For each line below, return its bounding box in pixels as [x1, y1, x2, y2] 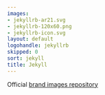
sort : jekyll [7, 55, 45, 62]
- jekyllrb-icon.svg [7, 29, 67, 36]
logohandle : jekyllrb [7, 42, 69, 49]
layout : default [7, 36, 54, 43]
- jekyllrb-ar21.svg [7, 17, 67, 23]
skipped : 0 [7, 49, 38, 56]
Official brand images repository [7, 80, 98, 88]
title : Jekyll [7, 61, 48, 68]
